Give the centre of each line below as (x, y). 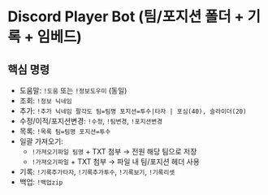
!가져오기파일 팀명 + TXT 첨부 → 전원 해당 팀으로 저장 (114, 152)
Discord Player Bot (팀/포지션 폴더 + (126, 17)
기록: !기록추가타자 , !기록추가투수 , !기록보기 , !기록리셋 (97, 172)
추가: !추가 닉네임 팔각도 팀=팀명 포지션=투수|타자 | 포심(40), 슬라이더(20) (133, 111)
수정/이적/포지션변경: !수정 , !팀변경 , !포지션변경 (91, 121)
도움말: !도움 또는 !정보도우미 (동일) (73, 91)
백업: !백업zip (41, 182)
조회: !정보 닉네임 (45, 101)
